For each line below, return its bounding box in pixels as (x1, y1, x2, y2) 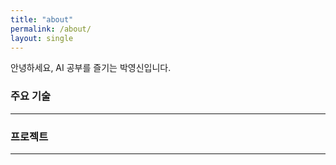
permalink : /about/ (10, 24, 92, 34)
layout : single (10, 33, 74, 43)
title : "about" (10, 14, 74, 25)
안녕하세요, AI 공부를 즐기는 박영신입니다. (10, 62, 172, 74)
